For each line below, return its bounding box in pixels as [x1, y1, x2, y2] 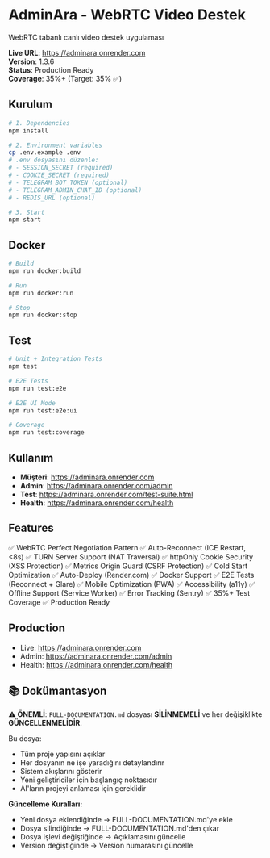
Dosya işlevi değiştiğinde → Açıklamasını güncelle [19, 832, 186, 842]
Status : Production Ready [8, 65, 94, 74]
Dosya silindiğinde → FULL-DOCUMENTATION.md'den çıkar [19, 823, 220, 833]
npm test [8, 362, 38, 370]
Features [8, 521, 54, 535]
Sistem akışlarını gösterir [19, 767, 102, 776]
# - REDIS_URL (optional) [8, 194, 95, 202]
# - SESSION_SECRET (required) [8, 164, 114, 172]
